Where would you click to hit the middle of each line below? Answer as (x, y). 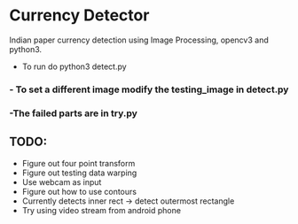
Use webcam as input (62, 182)
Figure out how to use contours (79, 191)
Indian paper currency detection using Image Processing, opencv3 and (139, 40)
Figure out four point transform (78, 163)
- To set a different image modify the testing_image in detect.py (149, 89)
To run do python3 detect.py (74, 66)
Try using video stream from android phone (102, 210)
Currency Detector (79, 15)
